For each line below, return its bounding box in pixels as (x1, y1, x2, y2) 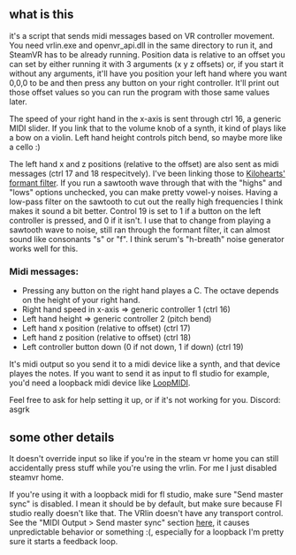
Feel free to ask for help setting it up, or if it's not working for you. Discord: (9, 395, 281, 406)
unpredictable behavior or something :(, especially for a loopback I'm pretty (9, 526, 285, 537)
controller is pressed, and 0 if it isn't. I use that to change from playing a (9, 215, 271, 225)
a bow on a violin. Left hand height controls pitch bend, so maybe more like (9, 132, 283, 142)
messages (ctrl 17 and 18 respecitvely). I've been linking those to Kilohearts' (9, 168, 285, 179)
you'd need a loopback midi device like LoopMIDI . (9, 377, 191, 388)
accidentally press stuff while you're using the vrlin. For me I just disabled (9, 462, 277, 473)
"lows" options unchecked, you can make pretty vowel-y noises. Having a (9, 186, 278, 197)
